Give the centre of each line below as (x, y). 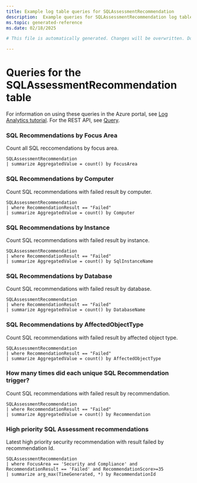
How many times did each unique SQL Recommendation (87, 373)
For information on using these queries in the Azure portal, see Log (87, 114)
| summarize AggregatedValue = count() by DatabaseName (76, 310)
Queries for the (44, 73)
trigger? (18, 381)
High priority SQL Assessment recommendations (77, 429)
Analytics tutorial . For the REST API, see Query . (63, 120)
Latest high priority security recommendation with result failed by (85, 442)
